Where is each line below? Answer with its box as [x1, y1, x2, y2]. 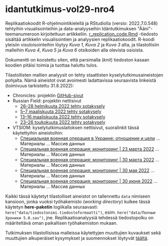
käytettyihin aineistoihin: [12, 130, 64, 136]
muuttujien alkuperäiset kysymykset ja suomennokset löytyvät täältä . [5, 235, 149, 241]
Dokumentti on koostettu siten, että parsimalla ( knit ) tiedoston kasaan [5, 56, 150, 63]
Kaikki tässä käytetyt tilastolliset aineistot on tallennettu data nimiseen [5, 193, 150, 199]
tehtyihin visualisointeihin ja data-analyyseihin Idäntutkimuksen [5, 25, 137, 31]
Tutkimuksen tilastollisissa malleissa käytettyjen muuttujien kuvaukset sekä [5, 229, 161, 235]
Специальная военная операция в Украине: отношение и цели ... [20, 135, 160, 141]
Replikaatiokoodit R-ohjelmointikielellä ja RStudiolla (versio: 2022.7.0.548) [5, 20, 158, 26]
